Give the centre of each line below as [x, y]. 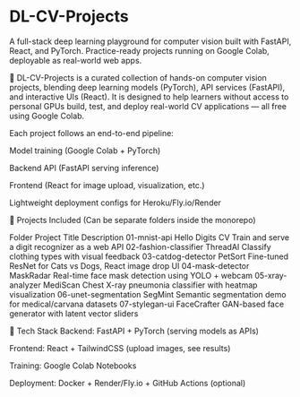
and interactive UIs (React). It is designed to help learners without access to [149, 97]
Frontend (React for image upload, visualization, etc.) [107, 185]
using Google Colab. [47, 116]
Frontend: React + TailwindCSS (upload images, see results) [120, 348]
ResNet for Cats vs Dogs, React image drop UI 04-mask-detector [129, 265]
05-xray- [271, 275]
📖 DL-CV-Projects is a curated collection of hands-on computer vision [138, 77]
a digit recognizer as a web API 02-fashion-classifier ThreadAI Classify [140, 246]
